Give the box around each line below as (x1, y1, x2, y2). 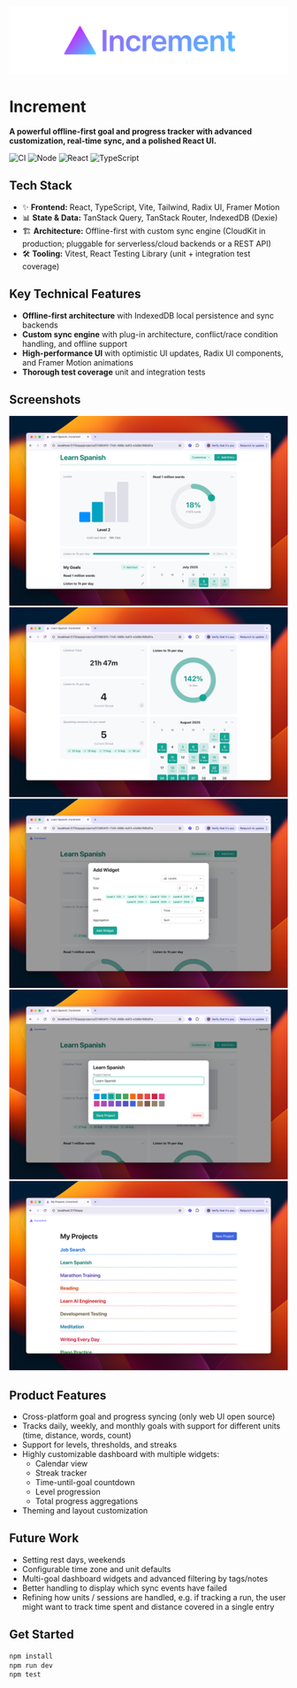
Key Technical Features (9, 287, 141, 302)
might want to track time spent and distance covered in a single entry (21, 1601, 275, 1612)
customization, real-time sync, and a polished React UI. (9, 135, 217, 146)
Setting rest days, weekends (21, 1554, 126, 1565)
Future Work (9, 1530, 80, 1546)
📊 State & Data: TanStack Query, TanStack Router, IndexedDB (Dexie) (21, 212, 278, 223)
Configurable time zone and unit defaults (21, 1563, 171, 1574)
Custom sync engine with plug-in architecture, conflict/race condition (21, 328, 278, 339)
